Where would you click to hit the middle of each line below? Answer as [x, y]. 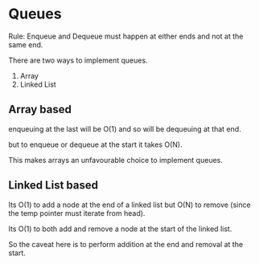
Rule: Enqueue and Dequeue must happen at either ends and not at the [126, 36]
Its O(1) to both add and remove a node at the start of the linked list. [120, 229]
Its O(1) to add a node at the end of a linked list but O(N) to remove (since [129, 205]
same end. [26, 44]
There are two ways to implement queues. [78, 60]
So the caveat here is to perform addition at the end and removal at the [126, 244]
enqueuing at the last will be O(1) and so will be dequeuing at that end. [125, 128]
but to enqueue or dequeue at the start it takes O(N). [95, 144]
